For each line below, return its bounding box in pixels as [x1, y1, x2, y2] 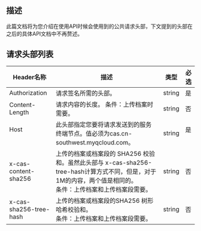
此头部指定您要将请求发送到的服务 [56, 120, 152, 128]
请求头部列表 [6, 50, 54, 60]
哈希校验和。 [56, 205, 92, 214]
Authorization [9, 88, 47, 97]
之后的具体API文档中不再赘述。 [6, 30, 83, 37]
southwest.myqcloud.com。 [56, 138, 135, 146]
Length [9, 108, 29, 116]
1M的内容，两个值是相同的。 [56, 176, 138, 184]
